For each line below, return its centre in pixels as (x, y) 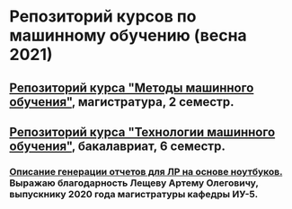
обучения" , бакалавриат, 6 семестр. (118, 146)
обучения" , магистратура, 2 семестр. (122, 102)
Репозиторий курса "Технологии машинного (142, 132)
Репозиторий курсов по (103, 17)
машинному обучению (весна (128, 35)
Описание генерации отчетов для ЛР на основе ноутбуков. (146, 171)
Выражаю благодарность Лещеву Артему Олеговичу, (134, 183)
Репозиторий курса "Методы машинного (132, 87)
